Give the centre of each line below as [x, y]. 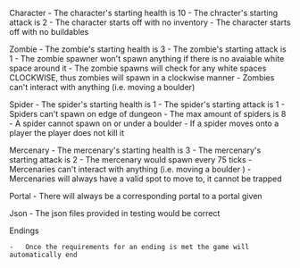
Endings [24, 230]
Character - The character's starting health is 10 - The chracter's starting [144, 13]
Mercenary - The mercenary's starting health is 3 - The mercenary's [135, 150]
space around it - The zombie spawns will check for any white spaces [138, 68]
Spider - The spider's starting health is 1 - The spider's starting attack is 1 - [147, 105]
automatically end [43, 255]
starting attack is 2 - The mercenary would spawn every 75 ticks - [131, 159]
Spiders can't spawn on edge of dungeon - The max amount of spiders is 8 [148, 114]
